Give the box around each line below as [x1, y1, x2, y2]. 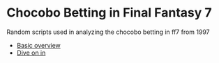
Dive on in [16, 48, 46, 57]
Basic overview [16, 41, 61, 49]
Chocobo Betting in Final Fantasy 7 [6, 5, 212, 21]
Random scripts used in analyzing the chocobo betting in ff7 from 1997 [6, 28, 210, 36]
